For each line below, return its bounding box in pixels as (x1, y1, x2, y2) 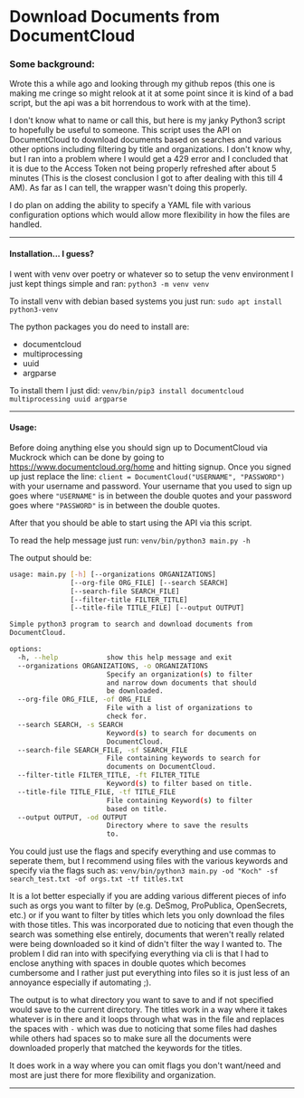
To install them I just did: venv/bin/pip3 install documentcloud (9, 384, 244, 395)
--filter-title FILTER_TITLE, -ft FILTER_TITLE (17, 771, 201, 780)
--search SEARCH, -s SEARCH (17, 720, 124, 729)
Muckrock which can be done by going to (9, 451, 165, 462)
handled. (9, 219, 43, 230)
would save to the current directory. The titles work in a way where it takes (9, 1004, 288, 1015)
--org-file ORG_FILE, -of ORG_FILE (17, 695, 152, 705)
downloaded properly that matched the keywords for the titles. (9, 1043, 242, 1054)
